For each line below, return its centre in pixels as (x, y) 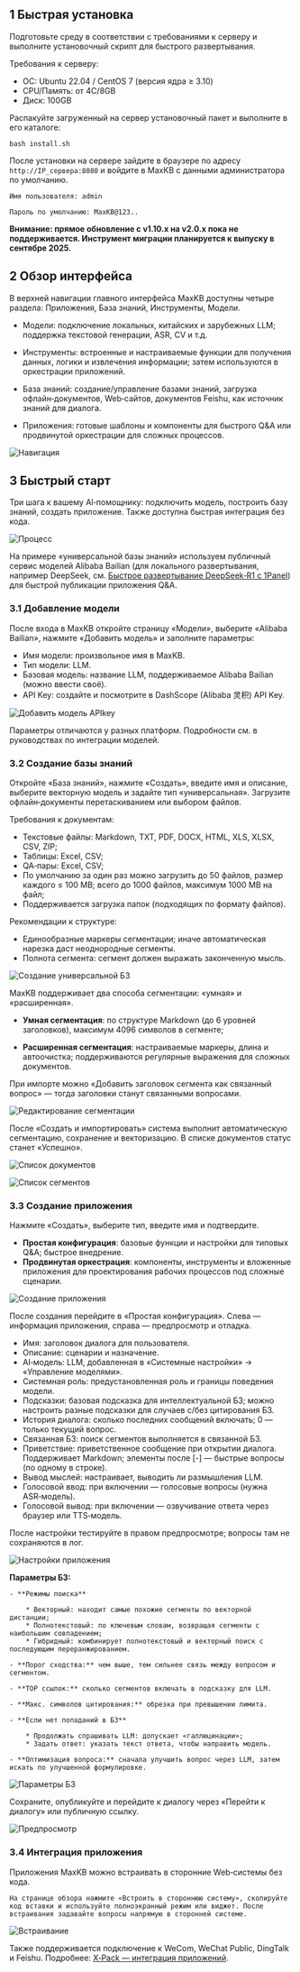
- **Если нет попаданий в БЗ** (68, 1720)
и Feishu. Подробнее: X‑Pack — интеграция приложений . (119, 1958)
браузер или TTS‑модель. (72, 1516)
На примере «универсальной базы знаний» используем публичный (140, 556)
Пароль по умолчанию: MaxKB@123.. (74, 212)
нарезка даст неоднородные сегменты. (99, 949)
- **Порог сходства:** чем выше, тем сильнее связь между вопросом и (143, 1665)
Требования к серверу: (54, 63)
